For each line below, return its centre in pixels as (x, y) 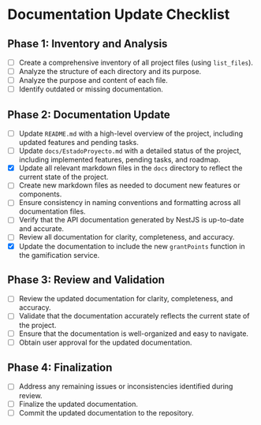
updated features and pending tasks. (78, 143)
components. (40, 194)
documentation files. (52, 211)
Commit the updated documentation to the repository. (106, 412)
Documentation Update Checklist (119, 15)
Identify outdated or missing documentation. (91, 89)
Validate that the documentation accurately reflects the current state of (134, 316)
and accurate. (41, 229)
